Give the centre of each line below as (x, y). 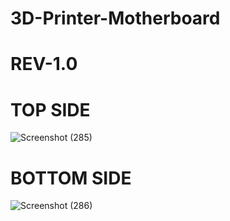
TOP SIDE (50, 109)
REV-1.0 (44, 64)
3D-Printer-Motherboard (115, 18)
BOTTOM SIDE (71, 178)
